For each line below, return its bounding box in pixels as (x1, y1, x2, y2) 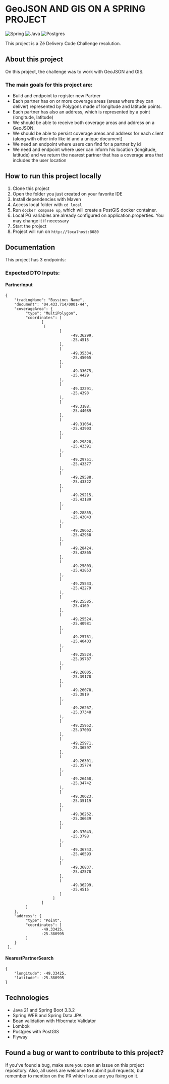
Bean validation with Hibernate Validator (12, 1018, 96, 1024)
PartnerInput (5, 282, 33, 288)
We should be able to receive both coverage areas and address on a (12, 120, 155, 126)
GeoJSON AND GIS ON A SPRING (5, 3, 146, 15)
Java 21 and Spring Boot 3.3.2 (12, 1006, 75, 1013)
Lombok (12, 1023, 30, 1029)
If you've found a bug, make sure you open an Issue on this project (5, 1062, 144, 1068)
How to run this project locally (5, 172, 102, 180)
